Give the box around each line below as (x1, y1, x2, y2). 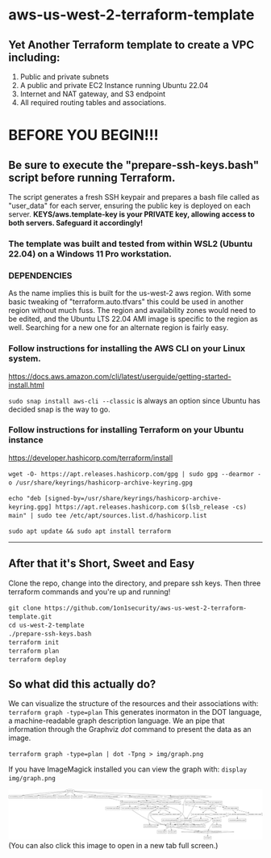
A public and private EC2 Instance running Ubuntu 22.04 (19, 81, 209, 90)
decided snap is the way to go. (8, 404, 110, 414)
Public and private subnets (19, 72, 110, 82)
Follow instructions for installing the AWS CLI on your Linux (8, 343, 246, 354)
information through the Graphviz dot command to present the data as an (8, 725, 252, 734)
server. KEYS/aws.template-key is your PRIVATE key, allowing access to (8, 209, 256, 219)
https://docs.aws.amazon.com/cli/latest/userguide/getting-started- (8, 371, 231, 381)
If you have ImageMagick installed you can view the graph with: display (8, 764, 248, 774)
